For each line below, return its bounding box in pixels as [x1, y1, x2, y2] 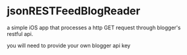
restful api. [7, 30, 34, 37]
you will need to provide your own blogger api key [7, 42, 131, 49]
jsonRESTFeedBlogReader [7, 4, 141, 18]
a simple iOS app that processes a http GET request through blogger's [7, 24, 181, 31]
